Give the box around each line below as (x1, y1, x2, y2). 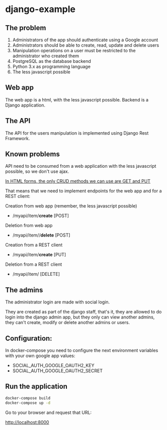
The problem (5, 24, 46, 32)
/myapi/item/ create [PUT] (12, 252, 66, 258)
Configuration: (5, 334, 52, 343)
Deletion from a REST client (5, 261, 62, 267)
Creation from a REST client (5, 242, 63, 248)
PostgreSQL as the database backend (12, 58, 92, 64)
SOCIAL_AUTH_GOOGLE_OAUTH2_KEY (12, 363, 95, 369)
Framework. (5, 135, 30, 141)
